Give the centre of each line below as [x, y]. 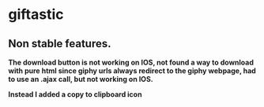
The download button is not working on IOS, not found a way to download [131, 62]
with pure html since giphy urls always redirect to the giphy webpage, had [132, 71]
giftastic [36, 15]
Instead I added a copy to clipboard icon [75, 94]
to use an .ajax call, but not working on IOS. [81, 79]
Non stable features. [60, 44]
